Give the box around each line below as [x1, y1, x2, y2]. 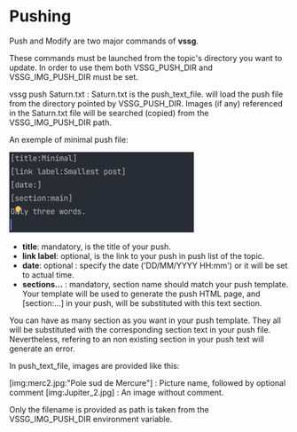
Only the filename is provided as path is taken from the [9, 404, 210, 414]
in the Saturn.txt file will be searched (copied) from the [9, 107, 209, 118]
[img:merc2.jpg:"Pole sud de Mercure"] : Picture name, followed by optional [9, 377, 286, 388]
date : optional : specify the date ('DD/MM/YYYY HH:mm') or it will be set [21, 260, 288, 271]
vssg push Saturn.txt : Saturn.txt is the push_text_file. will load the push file [9, 89, 284, 99]
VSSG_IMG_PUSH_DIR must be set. [9, 71, 139, 82]
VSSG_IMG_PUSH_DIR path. [9, 117, 113, 128]
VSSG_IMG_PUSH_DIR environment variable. [9, 413, 173, 424]
